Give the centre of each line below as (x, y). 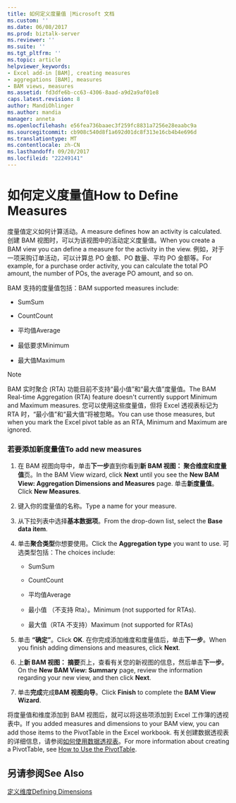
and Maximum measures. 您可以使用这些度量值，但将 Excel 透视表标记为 (113, 405)
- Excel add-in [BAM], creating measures (69, 73)
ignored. (19, 429)
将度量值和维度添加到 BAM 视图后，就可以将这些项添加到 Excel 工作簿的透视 (118, 715)
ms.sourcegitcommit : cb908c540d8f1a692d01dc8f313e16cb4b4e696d (102, 132)
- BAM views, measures (41, 86)
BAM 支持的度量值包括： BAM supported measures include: (93, 287)
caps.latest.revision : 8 (44, 100)
